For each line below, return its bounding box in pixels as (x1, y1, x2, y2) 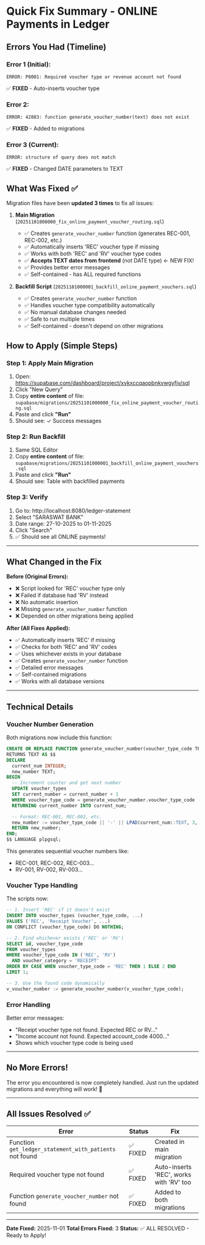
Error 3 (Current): (6, 141, 59, 149)
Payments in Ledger (6, 17, 110, 31)
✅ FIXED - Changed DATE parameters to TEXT (6, 165, 124, 173)
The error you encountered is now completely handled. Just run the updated (6, 1079, 199, 1086)
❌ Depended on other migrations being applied (15, 612, 134, 619)
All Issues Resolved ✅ (6, 1109, 92, 1120)
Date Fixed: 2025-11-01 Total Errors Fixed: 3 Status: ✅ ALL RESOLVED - (6, 1224, 189, 1232)
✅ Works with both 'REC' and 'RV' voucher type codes (24, 250, 162, 258)
